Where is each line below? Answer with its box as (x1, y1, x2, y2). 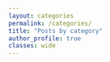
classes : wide (8, 42, 57, 50)
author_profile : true (8, 34, 82, 43)
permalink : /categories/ (8, 19, 92, 27)
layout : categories (8, 11, 74, 20)
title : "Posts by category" (8, 27, 104, 35)
